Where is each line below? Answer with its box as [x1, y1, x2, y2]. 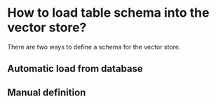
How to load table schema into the [7, 5, 210, 21]
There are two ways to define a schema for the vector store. [7, 42, 181, 51]
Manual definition [7, 86, 86, 98]
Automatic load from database [7, 63, 144, 74]
